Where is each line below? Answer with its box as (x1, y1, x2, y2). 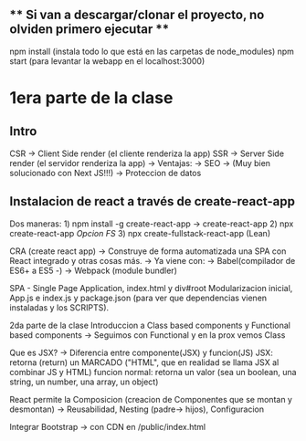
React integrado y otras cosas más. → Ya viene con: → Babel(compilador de (9, 255, 296, 266)
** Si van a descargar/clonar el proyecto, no (9, 7, 265, 23)
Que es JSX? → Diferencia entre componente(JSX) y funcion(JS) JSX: (9, 347, 274, 358)
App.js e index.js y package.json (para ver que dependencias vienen (9, 292, 268, 303)
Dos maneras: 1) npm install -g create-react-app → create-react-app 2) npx (9, 218, 294, 229)
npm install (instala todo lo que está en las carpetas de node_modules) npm (9, 46, 295, 57)
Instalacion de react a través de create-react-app (9, 194, 295, 209)
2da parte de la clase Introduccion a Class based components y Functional (9, 320, 290, 331)
